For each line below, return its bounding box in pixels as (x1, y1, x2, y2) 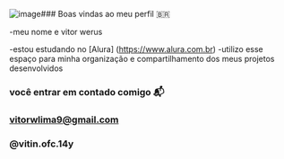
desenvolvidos (9, 63, 64, 74)
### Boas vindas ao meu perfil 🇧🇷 (40, 9, 170, 19)
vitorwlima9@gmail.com (9, 113, 119, 126)
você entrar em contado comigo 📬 (9, 85, 165, 98)
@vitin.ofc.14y (9, 137, 74, 150)
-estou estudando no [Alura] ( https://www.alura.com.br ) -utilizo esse (9, 44, 263, 54)
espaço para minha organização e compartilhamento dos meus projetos (9, 54, 275, 64)
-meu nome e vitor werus (9, 27, 103, 37)
